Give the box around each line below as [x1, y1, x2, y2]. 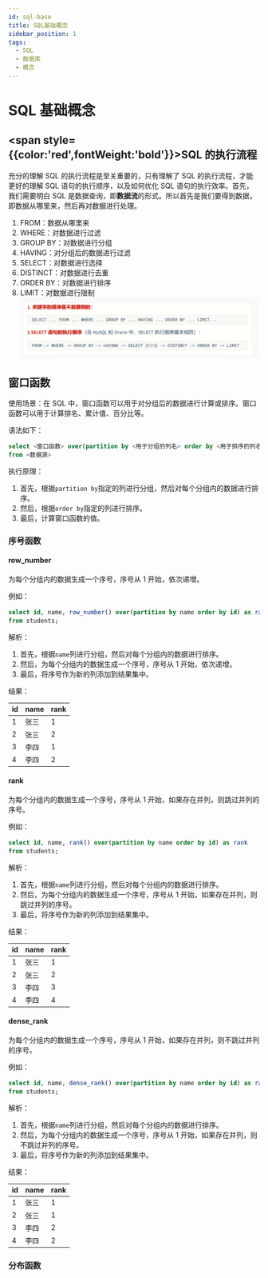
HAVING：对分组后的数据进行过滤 [19, 248, 132, 258]
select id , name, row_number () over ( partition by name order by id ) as [8, 608, 251, 616]
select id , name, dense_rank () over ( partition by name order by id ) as [8, 1079, 251, 1087]
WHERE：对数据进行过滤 [19, 228, 101, 238]
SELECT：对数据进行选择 [19, 258, 103, 267]
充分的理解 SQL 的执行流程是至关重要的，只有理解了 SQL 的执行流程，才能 [8, 170, 254, 180]
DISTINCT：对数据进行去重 [19, 268, 109, 278]
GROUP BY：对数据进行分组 [19, 238, 112, 247]
